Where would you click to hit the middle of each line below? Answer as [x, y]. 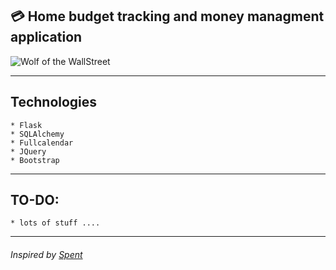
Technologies [54, 102]
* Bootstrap [35, 160]
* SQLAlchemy [37, 134]
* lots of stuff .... [55, 223]
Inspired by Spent [46, 255]
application [46, 37]
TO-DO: [35, 200]
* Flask [26, 125]
